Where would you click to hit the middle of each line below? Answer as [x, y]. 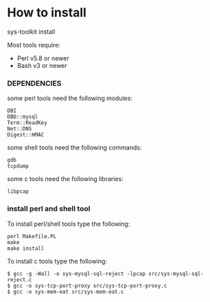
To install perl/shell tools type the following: [69, 224]
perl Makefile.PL [32, 236]
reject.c [20, 279]
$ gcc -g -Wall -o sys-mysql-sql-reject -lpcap [77, 274]
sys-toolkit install [31, 32]
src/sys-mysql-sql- [176, 274]
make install [26, 248]
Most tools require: [34, 45]
